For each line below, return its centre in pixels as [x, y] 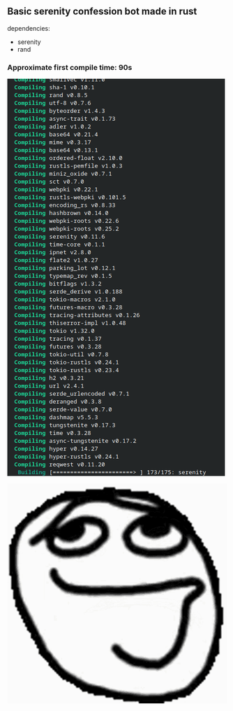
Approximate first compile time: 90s [70, 67]
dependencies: [29, 28]
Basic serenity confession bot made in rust [102, 12]
